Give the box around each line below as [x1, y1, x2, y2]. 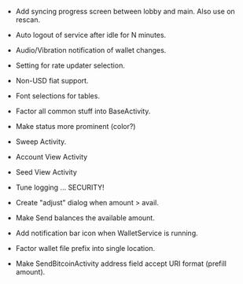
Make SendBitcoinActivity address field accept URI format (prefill [15, 259, 226, 268]
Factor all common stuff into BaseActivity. [15, 106, 151, 116]
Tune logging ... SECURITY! [15, 183, 105, 192]
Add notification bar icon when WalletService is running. [15, 228, 198, 238]
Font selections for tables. [15, 91, 101, 101]
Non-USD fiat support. [15, 76, 89, 85]
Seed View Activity [15, 168, 77, 176]
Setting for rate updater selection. [15, 61, 126, 70]
